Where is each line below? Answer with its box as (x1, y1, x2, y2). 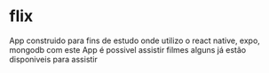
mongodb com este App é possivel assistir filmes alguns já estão (9, 44, 247, 55)
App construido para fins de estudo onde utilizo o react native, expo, (9, 35, 260, 46)
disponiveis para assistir (9, 54, 98, 64)
